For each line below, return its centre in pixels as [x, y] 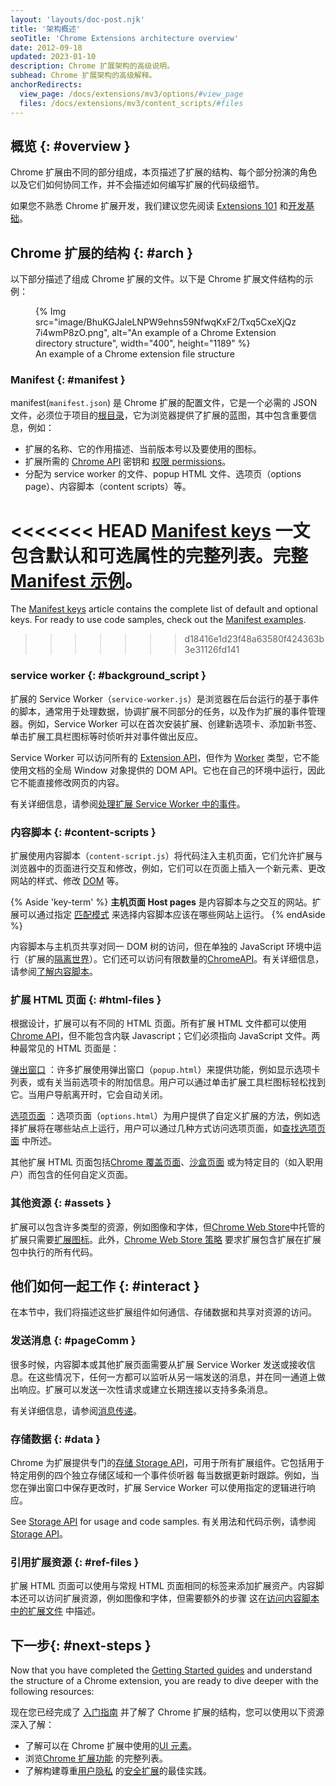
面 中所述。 [33, 1141]
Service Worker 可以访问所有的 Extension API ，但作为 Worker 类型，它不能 [165, 757]
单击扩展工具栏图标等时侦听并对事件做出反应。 [106, 736]
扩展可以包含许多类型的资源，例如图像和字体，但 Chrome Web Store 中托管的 [168, 1227]
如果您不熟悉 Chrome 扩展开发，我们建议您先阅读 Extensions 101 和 [149, 206]
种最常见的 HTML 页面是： [65, 1048]
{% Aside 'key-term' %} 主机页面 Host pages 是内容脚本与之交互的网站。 [161, 902]
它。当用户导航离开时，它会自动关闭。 [89, 1095]
